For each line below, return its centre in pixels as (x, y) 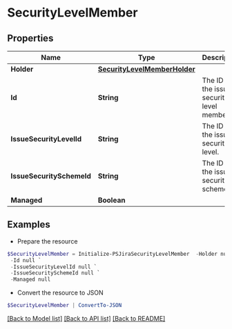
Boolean (112, 200)
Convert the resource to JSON (60, 293)
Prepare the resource (47, 241)
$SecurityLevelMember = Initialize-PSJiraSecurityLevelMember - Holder (112, 254)
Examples (29, 225)
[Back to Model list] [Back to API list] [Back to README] (86, 319)
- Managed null (30, 280)
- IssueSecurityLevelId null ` (54, 267)
